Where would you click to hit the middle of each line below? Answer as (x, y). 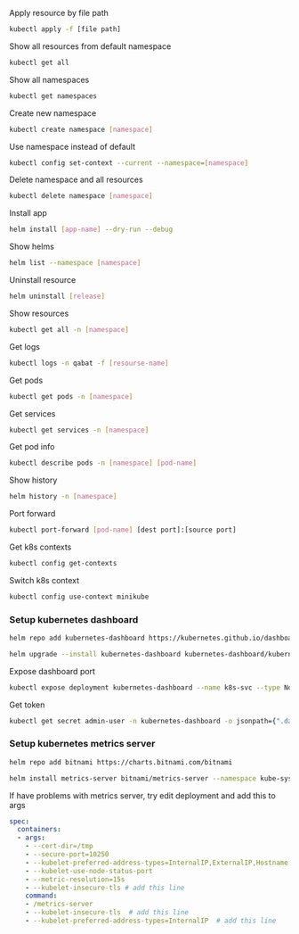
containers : (40, 830)
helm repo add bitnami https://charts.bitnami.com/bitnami (121, 762)
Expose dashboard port (53, 671)
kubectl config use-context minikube (79, 597)
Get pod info (32, 447)
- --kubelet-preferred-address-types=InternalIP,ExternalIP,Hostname (157, 863)
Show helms (32, 247)
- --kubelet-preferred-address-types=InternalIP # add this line (151, 921)
